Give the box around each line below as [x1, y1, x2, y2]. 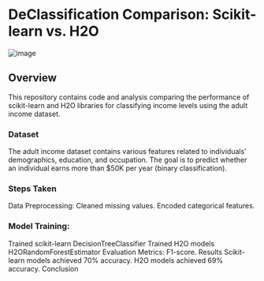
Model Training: [8, 221, 70, 232]
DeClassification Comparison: [8, 6, 210, 24]
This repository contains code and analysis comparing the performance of [8, 92, 250, 102]
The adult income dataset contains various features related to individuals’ [8, 147, 247, 156]
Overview [8, 71, 58, 84]
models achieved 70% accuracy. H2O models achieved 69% [26, 255, 223, 265]
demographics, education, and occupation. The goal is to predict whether [8, 155, 247, 165]
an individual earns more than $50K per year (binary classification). [8, 163, 227, 173]
